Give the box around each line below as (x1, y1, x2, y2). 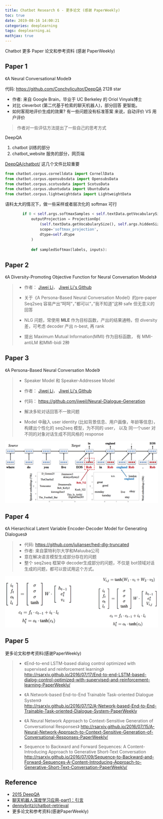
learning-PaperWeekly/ (24, 682, 71, 688)
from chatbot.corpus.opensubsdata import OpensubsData (5, 176, 118, 181)
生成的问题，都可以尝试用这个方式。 (24, 566, 97, 572)
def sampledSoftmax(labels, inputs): (31, 247, 108, 252)
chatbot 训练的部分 (12, 144, 50, 150)
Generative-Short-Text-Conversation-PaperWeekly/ (24, 764, 128, 770)
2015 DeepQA (12, 791, 40, 797)
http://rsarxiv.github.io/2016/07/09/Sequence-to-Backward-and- (24, 754, 154, 760)
